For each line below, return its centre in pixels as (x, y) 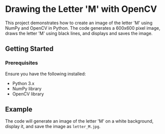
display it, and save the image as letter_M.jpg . (53, 127)
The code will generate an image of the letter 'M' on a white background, (79, 121)
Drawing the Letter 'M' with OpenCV (81, 9)
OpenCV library (28, 94)
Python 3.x (23, 83)
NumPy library (27, 89)
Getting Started (29, 49)
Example (19, 110)
